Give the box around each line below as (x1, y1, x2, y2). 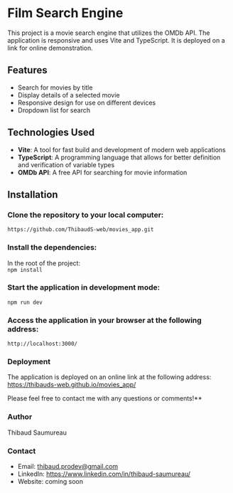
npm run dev (7, 299, 43, 306)
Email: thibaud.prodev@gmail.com (17, 462, 119, 471)
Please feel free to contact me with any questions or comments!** (7, 394, 202, 403)
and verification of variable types (17, 160, 115, 169)
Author (7, 412, 33, 422)
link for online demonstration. (7, 43, 94, 52)
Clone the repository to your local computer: (7, 210, 164, 220)
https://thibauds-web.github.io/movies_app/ (7, 381, 136, 389)
